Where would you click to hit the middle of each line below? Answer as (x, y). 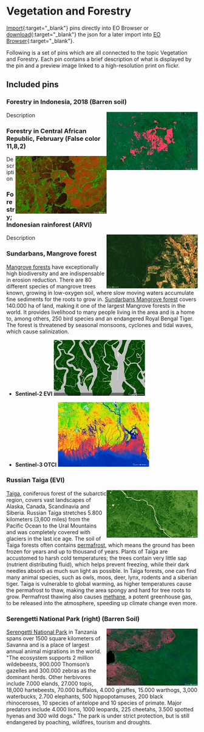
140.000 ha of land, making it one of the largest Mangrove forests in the (96, 305)
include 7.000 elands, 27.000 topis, (50, 683)
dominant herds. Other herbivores (49, 677)
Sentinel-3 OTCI (36, 464)
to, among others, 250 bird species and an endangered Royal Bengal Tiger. (100, 318)
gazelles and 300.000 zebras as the (51, 671)
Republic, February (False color (53, 138)
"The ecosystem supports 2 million (50, 658)
